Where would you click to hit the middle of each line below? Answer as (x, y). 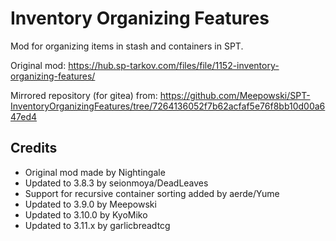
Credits (34, 148)
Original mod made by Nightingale (95, 172)
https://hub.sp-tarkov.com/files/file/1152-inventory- (174, 65)
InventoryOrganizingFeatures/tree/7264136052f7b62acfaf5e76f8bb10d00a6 (168, 106)
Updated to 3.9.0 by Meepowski (90, 204)
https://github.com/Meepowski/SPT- (235, 95)
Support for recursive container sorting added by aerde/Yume (152, 193)
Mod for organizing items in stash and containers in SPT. (127, 46)
